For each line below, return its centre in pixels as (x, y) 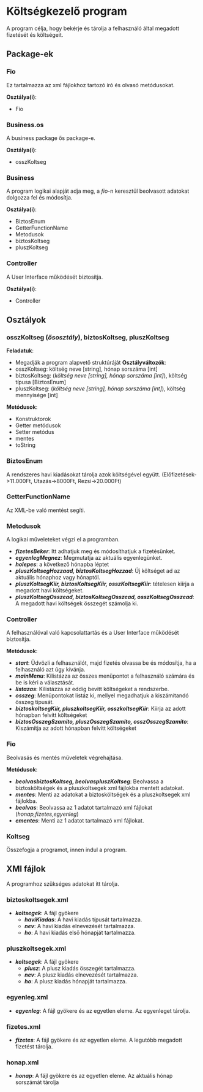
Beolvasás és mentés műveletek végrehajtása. (65, 757)
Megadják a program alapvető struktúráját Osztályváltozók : (90, 363)
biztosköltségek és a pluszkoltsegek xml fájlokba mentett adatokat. (100, 788)
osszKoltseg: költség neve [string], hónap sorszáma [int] (86, 369)
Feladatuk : (20, 350)
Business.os (25, 125)
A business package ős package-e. (51, 138)
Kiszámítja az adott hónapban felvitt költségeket (76, 728)
